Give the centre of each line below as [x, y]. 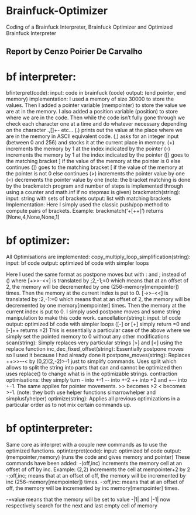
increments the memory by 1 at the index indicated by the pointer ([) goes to [98, 155]
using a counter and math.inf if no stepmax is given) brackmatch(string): [93, 192]
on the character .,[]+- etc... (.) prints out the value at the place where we [94, 130]
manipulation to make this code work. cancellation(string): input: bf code [94, 318]
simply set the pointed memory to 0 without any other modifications [88, 337]
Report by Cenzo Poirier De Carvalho [74, 52]
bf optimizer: [38, 241]
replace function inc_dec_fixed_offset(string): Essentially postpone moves [95, 349]
